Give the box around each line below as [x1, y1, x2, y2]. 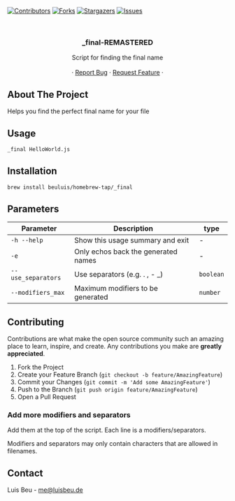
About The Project [7, 88, 89, 101]
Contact [7, 467, 43, 479]
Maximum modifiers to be [74, 284, 159, 293]
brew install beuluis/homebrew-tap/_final [7, 184, 133, 191]
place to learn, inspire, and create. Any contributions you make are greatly [7, 342, 222, 351]
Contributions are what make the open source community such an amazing [7, 335, 224, 343]
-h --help [10, 236, 43, 245]
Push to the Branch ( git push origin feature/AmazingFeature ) [17, 385, 198, 394]
